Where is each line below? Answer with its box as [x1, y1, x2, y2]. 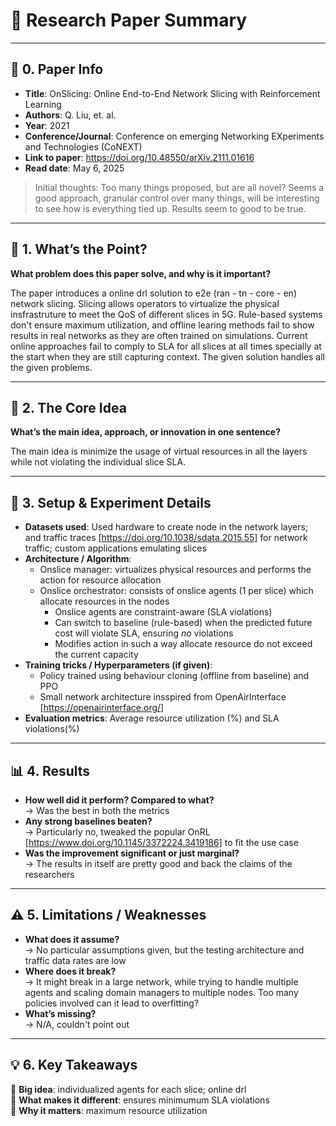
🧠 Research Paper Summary [10, 9, 248, 32]
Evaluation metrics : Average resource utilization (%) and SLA [24, 712, 280, 724]
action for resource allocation [39, 574, 162, 586]
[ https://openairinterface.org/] [39, 702, 165, 714]
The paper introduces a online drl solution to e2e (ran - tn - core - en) [10, 287, 297, 299]
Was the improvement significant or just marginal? [24, 847, 240, 859]
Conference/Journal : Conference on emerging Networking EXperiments [24, 130, 325, 142]
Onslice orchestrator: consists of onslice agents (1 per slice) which [39, 585, 314, 597]
